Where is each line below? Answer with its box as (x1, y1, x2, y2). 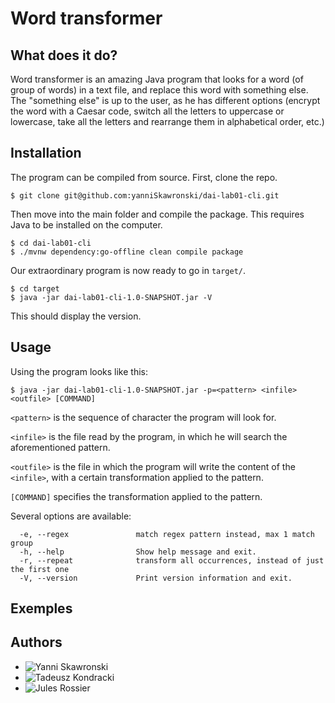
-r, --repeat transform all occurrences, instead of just (19, 555, 325, 566)
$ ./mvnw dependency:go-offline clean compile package (10, 247, 244, 257)
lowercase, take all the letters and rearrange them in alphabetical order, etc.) (10, 116, 325, 127)
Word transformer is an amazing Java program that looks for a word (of (10, 73, 304, 85)
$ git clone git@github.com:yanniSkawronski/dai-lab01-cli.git (10, 190, 280, 201)
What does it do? (10, 47, 118, 64)
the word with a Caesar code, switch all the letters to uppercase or (10, 105, 285, 117)
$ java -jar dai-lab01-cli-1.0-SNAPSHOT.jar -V (10, 292, 213, 302)
